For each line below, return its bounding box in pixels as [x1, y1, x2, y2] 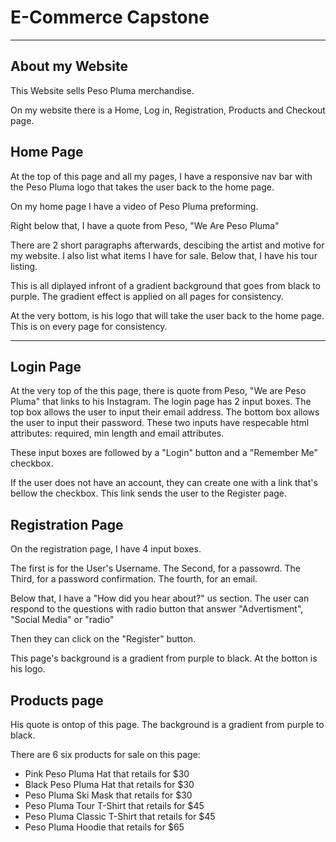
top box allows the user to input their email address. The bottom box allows [10, 406, 320, 418]
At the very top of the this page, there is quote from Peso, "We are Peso [10, 385, 307, 397]
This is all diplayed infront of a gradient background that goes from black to [10, 279, 322, 291]
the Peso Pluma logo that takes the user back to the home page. [10, 181, 275, 193]
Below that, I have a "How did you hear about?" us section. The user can [10, 592, 310, 605]
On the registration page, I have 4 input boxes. [10, 543, 202, 555]
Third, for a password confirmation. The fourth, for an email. [10, 573, 258, 585]
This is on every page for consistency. [10, 320, 168, 332]
